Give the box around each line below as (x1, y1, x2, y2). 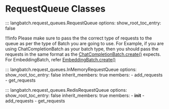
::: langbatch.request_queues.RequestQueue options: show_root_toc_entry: (5, 20, 161, 26)
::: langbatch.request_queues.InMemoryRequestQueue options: (5, 66, 137, 72)
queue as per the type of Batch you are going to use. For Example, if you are (5, 40, 164, 46)
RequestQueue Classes (5, 3, 106, 15)
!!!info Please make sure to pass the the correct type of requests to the (5, 35, 152, 41)
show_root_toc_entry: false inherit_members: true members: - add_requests (5, 71, 163, 78)
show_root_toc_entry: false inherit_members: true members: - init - (5, 92, 145, 98)
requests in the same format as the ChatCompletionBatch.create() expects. (5, 51, 161, 57)
